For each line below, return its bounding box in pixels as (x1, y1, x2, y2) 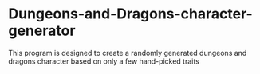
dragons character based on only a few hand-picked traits (8, 56, 199, 66)
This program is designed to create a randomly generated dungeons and (8, 48, 247, 57)
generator (8, 21, 76, 40)
